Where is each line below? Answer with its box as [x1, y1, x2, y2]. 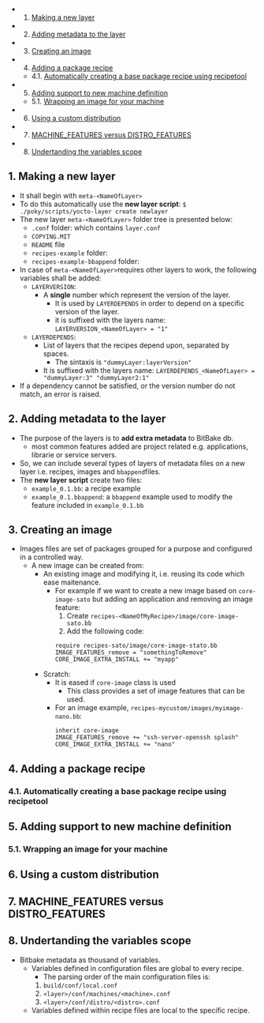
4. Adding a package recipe [8, 762, 146, 775]
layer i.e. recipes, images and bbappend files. [19, 467, 162, 476]
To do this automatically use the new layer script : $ [19, 199, 187, 209]
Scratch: [43, 669, 71, 679]
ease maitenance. [43, 577, 101, 587]
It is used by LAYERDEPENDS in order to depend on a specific [54, 298, 245, 308]
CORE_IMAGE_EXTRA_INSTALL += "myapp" [54, 656, 179, 664]
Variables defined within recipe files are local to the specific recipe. [31, 1005, 251, 1015]
